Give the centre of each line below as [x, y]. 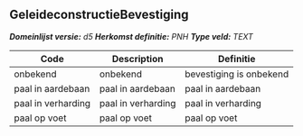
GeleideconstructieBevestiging [99, 15]
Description [137, 59]
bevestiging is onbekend [237, 74]
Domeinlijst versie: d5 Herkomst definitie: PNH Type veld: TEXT [131, 36]
